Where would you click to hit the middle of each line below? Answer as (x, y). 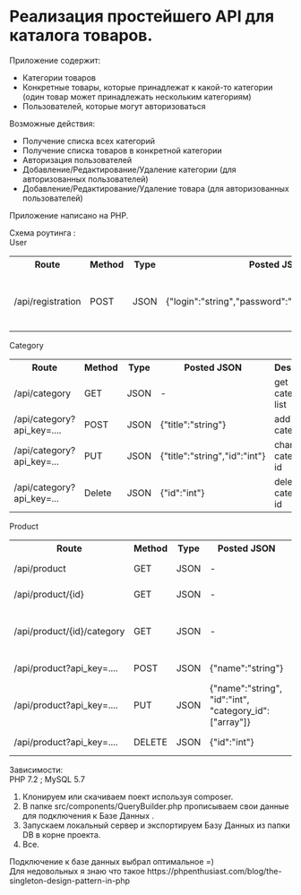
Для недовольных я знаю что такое (77, 871)
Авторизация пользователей (77, 159)
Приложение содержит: (55, 60)
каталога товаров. (81, 35)
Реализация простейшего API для (142, 17)
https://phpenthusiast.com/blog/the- (215, 871)
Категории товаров (59, 77)
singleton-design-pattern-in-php (70, 881)
